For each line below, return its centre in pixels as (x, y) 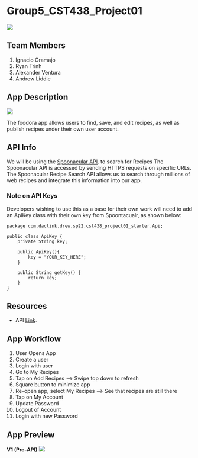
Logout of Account (38, 410)
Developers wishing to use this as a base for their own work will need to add (100, 209)
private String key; (43, 241)
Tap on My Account (39, 397)
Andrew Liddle (33, 79)
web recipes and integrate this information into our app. (74, 180)
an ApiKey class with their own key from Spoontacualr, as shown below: (94, 215)
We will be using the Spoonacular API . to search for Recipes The (85, 162)
